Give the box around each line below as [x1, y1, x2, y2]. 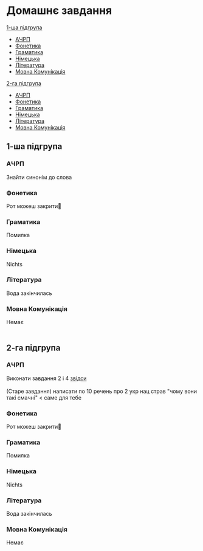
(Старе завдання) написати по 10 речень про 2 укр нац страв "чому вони [6, 387, 198, 395]
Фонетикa [6, 409, 38, 417]
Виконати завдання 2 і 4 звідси [6, 375, 87, 382]
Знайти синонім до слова [6, 173, 72, 181]
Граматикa [6, 438, 41, 447]
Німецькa [6, 467, 37, 476]
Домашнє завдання [6, 4, 112, 18]
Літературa [6, 496, 42, 505]
